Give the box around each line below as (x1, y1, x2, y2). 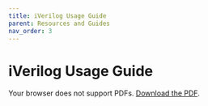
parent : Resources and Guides (8, 19, 111, 28)
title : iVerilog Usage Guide (8, 11, 107, 20)
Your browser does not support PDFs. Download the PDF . (8, 88, 200, 98)
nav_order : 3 (8, 27, 53, 35)
